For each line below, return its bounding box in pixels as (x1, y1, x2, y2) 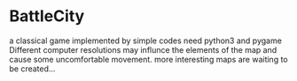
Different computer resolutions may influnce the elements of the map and (9, 44, 277, 55)
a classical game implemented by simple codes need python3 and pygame (9, 35, 282, 46)
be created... (9, 63, 56, 74)
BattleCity (9, 6, 85, 26)
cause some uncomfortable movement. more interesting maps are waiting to (9, 54, 288, 64)
